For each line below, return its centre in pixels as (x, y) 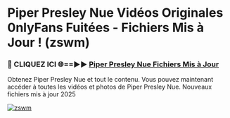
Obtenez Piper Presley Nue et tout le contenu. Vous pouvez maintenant (110, 80)
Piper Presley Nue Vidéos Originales (115, 13)
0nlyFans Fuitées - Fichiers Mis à (106, 28)
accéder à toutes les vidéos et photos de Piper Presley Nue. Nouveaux (110, 87)
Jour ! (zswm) (49, 43)
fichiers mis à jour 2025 (41, 94)
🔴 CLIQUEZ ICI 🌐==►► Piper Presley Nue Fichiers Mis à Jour (113, 64)
